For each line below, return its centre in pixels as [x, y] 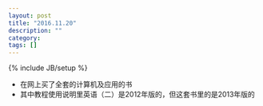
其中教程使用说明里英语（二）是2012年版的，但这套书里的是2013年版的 [137, 94]
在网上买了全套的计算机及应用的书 [76, 84]
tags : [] [23, 45]
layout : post [30, 16]
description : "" [35, 30]
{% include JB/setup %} [48, 68]
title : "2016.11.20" [43, 23]
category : [25, 38]
